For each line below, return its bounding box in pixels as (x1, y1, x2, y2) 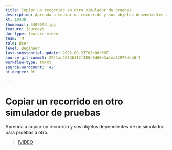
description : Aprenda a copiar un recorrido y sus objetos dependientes (5, 12, 164, 17)
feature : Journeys (5, 27, 45, 32)
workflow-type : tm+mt (5, 60, 52, 65)
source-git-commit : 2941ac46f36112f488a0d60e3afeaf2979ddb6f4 (5, 55, 141, 60)
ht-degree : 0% (5, 70, 36, 75)
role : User (5, 41, 29, 46)
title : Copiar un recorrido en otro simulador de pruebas (5, 7, 132, 13)
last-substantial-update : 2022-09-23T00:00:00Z (5, 50, 109, 55)
